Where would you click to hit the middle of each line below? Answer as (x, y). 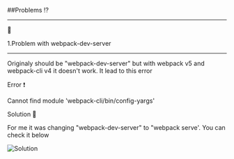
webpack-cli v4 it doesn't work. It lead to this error (80, 71)
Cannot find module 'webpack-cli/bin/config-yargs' (81, 101)
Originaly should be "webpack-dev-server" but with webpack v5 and (106, 63)
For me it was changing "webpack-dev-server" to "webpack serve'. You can (117, 127)
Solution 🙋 (22, 114)
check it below (28, 135)
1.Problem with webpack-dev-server (59, 43)
